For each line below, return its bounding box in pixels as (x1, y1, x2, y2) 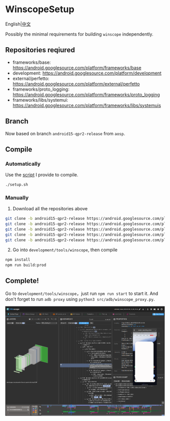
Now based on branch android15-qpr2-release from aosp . (5, 130, 125, 136)
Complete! (5, 276, 39, 285)
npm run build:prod (5, 262, 47, 267)
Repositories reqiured (5, 46, 75, 54)
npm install (5, 257, 30, 262)
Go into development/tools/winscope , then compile (12, 247, 118, 253)
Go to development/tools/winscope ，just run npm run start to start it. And (5, 290, 158, 297)
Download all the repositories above (12, 206, 88, 212)
